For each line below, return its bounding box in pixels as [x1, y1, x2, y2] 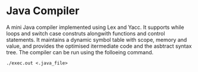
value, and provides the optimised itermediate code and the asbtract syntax [6, 42, 192, 50]
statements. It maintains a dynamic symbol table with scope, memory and [6, 36, 187, 43]
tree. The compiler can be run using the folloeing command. [6, 48, 154, 55]
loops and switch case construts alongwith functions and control [6, 30, 165, 37]
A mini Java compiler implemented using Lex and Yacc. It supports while [6, 24, 184, 31]
